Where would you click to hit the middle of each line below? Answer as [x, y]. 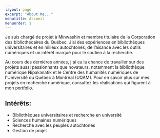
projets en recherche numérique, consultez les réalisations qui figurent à [78, 83]
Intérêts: [18, 103]
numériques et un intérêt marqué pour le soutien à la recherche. [69, 53]
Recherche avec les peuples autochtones [54, 125]
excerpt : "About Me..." [29, 14]
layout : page [18, 10]
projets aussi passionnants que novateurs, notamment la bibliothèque [75, 67]
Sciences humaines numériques [44, 120]
